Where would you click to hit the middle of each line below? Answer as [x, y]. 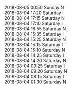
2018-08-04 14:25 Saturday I [34, 55]
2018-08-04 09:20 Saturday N [36, 71]
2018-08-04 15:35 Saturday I [34, 34]
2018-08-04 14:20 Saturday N [36, 61]
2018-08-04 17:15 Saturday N [35, 18]
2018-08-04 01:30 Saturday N [36, 82]
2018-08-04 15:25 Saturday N [35, 39]
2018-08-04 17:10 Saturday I [34, 23]
